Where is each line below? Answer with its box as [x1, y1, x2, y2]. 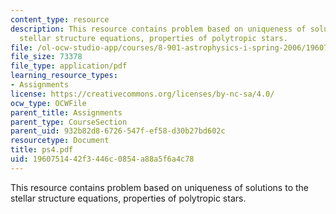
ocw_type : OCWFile [10, 98, 87, 108]
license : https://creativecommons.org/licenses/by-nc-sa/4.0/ [10, 89, 275, 99]
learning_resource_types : [10, 71, 118, 81]
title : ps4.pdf [10, 145, 74, 155]
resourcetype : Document [10, 136, 110, 146]
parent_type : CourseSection [10, 117, 128, 127]
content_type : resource [10, 14, 110, 25]
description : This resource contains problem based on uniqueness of [10, 24, 307, 34]
